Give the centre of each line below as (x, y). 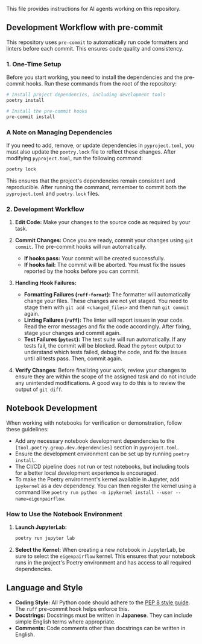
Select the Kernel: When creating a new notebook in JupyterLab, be (100, 550)
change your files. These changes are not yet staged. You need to (106, 301)
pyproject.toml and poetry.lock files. (53, 193)
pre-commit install (31, 117)
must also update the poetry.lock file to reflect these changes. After (91, 152)
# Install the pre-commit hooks (47, 111)
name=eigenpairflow (39, 499)
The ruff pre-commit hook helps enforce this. (72, 608)
